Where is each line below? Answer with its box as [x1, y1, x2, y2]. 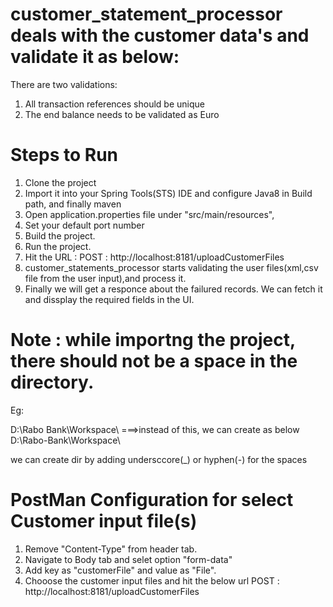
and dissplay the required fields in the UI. [24, 293, 195, 305]
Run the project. [24, 240, 92, 252]
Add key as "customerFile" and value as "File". [24, 564, 217, 576]
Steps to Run [10, 144, 118, 167]
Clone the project [24, 176, 97, 188]
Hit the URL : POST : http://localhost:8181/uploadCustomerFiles [24, 251, 285, 263]
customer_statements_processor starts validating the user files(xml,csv [24, 261, 319, 273]
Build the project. [24, 229, 96, 242]
